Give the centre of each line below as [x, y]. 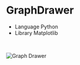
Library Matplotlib [36, 32]
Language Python [36, 27]
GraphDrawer [40, 10]
